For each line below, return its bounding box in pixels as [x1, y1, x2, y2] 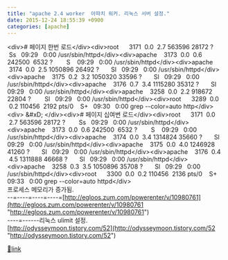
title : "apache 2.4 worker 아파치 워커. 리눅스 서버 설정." [7, 10, 170, 17]
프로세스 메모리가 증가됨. [7, 185, 74, 194]
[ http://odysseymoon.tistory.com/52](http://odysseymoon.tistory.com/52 [7, 224, 216, 232]
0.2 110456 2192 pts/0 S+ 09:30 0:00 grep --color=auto [8, 102, 182, 111]
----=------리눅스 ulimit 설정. [7, 216, 88, 225]
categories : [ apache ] [7, 23, 70, 30]
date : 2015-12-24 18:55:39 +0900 [7, 17, 104, 24]
